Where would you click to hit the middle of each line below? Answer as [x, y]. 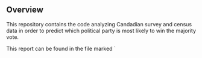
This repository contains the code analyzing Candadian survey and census [99, 24]
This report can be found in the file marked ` [61, 48]
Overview [25, 10]
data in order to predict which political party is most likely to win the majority [101, 30]
